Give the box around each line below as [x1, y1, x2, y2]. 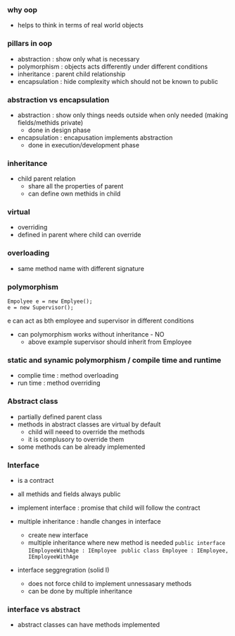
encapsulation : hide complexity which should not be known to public [17, 77, 218, 85]
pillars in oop [7, 39, 53, 49]
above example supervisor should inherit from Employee [27, 337, 192, 347]
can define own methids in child [27, 189, 121, 198]
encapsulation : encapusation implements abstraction [17, 133, 173, 142]
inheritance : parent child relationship [17, 69, 126, 78]
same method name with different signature [17, 264, 144, 272]
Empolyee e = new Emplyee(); [7, 298, 93, 305]
